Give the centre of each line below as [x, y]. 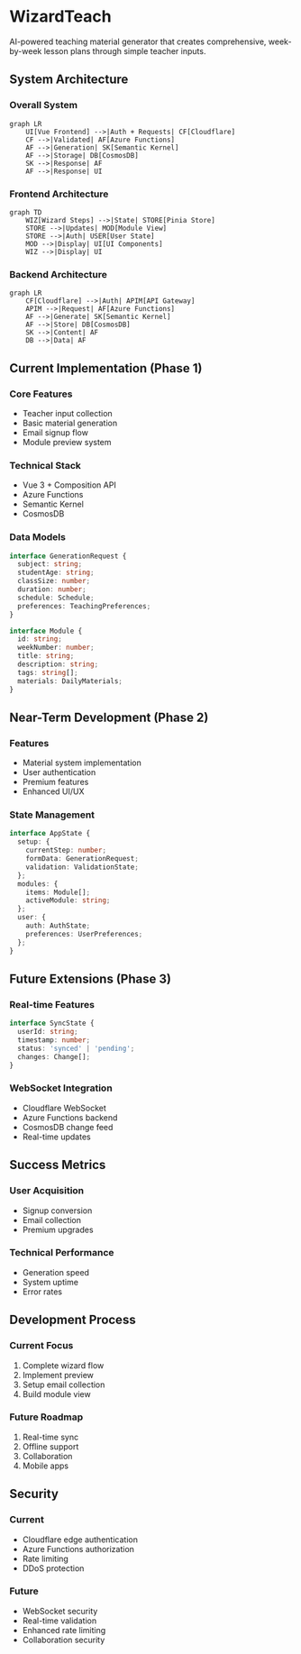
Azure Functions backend [70, 1117]
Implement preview [58, 1375]
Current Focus [41, 1346]
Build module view [57, 1394]
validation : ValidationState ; [82, 867]
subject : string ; [50, 564]
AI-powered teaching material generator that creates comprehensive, [138, 41]
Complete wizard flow [63, 1365]
